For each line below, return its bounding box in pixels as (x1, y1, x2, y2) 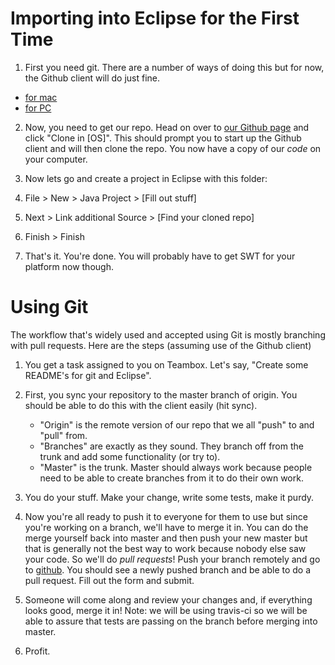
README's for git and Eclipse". (24, 369, 152, 381)
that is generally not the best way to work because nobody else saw (24, 542, 307, 554)
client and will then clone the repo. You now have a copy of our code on (24, 142, 322, 154)
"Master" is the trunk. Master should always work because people (39, 461, 313, 473)
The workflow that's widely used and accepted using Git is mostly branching (10, 328, 326, 341)
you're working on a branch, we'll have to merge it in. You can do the (24, 521, 309, 533)
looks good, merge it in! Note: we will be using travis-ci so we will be (24, 604, 308, 616)
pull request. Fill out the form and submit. (24, 574, 195, 586)
